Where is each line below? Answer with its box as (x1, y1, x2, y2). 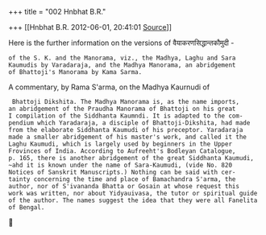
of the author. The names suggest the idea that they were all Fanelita (8, 196, 258, 204)
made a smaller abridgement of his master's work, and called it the (8, 133, 247, 141)
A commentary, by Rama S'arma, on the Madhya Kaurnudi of (8, 82, 210, 92)
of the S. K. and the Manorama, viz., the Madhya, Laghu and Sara (8, 54, 236, 62)
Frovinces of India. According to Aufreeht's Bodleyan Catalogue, (8, 147, 236, 155)
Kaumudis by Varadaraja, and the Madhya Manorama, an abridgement (8, 61, 236, 69)
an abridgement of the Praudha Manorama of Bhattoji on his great (8, 105, 236, 113)
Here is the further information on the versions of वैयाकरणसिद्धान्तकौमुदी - (8, 38, 235, 47)
